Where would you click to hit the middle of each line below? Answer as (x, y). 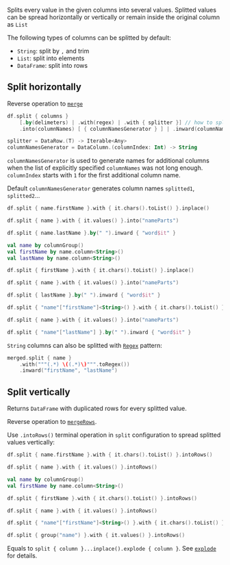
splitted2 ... (24, 196)
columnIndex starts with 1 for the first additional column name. (94, 175)
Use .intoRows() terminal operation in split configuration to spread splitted (114, 435)
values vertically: (31, 442)
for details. (22, 556)
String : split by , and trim (53, 51)
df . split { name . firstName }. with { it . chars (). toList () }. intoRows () (110, 455)
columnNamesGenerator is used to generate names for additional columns (108, 161)
